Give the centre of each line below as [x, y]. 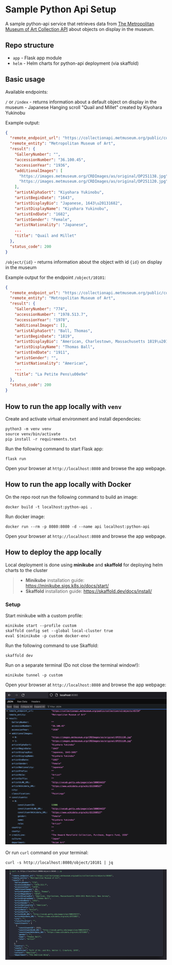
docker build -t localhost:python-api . [49, 507]
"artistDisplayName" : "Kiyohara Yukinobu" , [62, 209]
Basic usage [25, 79]
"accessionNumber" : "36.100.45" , [50, 160]
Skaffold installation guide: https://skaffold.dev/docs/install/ [89, 591]
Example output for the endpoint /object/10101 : [56, 277]
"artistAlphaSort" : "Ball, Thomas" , [54, 331]
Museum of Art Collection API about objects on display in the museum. [80, 29]
